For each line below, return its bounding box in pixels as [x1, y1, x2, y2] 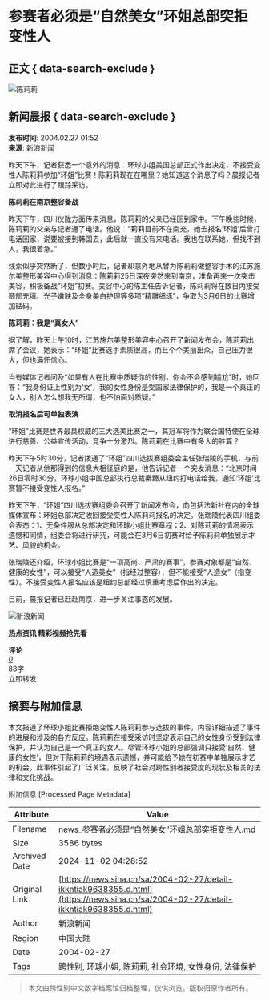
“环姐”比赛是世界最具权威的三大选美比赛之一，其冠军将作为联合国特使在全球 [8, 426, 260, 436]
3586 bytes [58, 837, 102, 849]
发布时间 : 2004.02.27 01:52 [8, 133, 98, 143]
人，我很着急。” [8, 243, 58, 253]
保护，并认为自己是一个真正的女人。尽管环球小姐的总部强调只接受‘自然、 [8, 742, 249, 752]
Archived [12, 850, 46, 861]
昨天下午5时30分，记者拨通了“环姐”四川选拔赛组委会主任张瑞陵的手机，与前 [8, 453, 259, 463]
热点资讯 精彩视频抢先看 [8, 628, 88, 637]
